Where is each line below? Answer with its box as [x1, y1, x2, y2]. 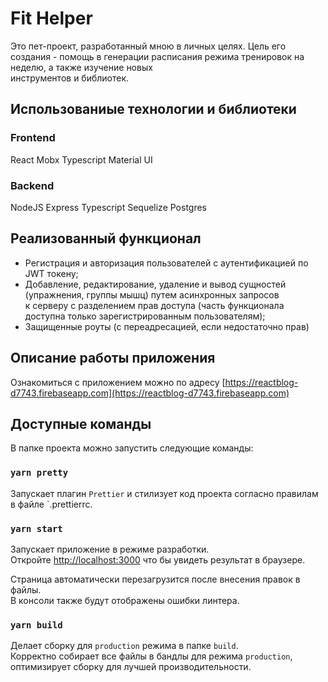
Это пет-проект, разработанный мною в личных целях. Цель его [10, 40, 287, 52]
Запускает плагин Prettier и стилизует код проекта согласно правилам [10, 487, 319, 499]
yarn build [10, 619, 63, 631]
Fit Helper [10, 7, 93, 30]
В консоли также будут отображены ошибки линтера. [10, 594, 240, 606]
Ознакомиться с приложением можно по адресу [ [10, 376, 226, 388]
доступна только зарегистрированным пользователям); [24, 310, 266, 322]
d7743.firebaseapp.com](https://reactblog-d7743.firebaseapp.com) [10, 387, 290, 399]
